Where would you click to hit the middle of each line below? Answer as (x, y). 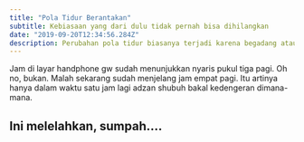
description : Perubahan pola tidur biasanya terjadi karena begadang (143, 43)
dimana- (272, 88)
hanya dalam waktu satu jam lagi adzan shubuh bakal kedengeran (132, 88)
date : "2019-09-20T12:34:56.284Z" (75, 34)
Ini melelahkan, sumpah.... (86, 126)
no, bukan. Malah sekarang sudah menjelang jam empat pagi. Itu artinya (144, 79)
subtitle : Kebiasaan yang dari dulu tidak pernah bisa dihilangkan (139, 26)
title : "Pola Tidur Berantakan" (70, 18)
